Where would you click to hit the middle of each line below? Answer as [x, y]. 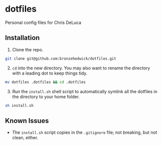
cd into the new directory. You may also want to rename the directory [81, 68]
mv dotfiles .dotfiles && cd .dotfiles [45, 82]
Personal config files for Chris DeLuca [43, 22]
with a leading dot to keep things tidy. [50, 73]
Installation [22, 38]
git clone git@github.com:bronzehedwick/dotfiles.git [61, 59]
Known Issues [27, 121]
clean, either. [25, 138]
